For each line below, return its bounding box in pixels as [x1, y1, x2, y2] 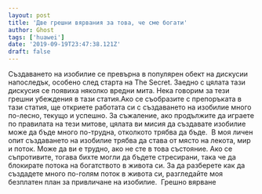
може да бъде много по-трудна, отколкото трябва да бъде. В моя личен [8, 128, 253, 137]
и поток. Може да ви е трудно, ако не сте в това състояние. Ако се [8, 144, 233, 153]
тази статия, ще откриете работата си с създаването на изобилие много [8, 102, 253, 112]
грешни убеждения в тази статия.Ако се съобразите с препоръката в [8, 95, 242, 103]
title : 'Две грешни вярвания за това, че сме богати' [8, 19, 188, 27]
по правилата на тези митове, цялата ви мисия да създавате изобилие [8, 119, 246, 128]
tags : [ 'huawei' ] [8, 33, 65, 41]
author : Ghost [8, 26, 55, 34]
